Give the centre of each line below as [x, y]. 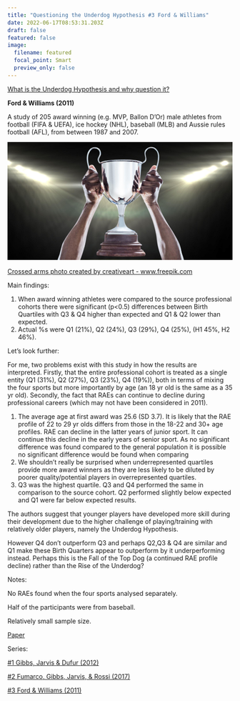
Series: [18, 649]
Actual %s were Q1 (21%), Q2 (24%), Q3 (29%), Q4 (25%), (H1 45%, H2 [124, 329]
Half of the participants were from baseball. [71, 607]
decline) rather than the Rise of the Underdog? [76, 566]
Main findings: [29, 285]
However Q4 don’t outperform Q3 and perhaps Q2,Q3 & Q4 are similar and [117, 543]
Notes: [17, 580]
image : [17, 45]
